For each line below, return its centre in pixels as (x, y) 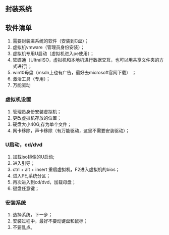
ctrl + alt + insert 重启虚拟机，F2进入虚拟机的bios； (66, 169)
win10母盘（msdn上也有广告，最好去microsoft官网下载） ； (74, 73)
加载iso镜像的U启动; (33, 157)
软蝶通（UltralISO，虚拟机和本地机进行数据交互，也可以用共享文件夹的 (86, 60)
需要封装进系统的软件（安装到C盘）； (51, 41)
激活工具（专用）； (31, 79)
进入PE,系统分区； (32, 175)
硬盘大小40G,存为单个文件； (42, 124)
